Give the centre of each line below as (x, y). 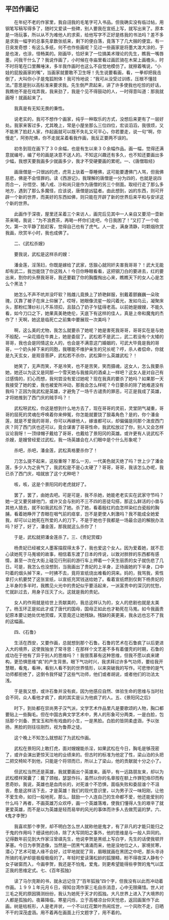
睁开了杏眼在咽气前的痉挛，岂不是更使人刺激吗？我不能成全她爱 (93, 514)
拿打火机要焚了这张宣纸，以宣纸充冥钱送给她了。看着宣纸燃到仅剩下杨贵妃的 (84, 579)
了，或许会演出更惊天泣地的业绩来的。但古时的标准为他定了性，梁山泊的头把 (84, 755)
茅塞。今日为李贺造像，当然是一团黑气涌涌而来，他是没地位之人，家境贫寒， (84, 845)
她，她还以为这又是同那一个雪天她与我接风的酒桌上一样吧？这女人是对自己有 (84, 372)
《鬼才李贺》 (17, 815)
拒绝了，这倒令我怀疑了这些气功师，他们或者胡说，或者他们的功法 (87, 674)
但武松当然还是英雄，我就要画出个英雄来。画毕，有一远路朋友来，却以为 (89, 772)
